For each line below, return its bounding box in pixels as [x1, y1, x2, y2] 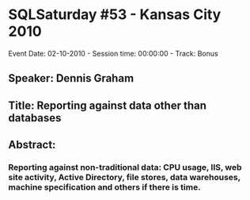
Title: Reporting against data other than [8, 98, 207, 112]
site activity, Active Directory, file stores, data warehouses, [8, 172, 241, 183]
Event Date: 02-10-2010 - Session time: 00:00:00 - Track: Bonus [8, 48, 219, 58]
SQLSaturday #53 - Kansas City [8, 6, 222, 24]
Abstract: [8, 138, 56, 152]
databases [8, 111, 62, 125]
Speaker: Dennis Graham [8, 71, 134, 85]
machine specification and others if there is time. [8, 182, 201, 193]
